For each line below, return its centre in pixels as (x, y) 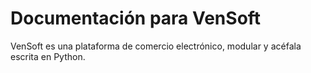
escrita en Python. (48, 56)
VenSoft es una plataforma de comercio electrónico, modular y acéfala (156, 46)
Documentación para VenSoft (136, 18)
